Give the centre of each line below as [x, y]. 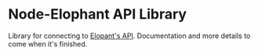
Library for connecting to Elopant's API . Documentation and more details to [129, 36]
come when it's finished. [48, 43]
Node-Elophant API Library [97, 14]
